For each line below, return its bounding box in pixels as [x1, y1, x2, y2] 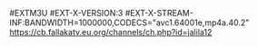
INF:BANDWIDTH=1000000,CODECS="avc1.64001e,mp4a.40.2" [9, 17, 250, 28]
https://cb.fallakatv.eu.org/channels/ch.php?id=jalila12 [9, 27, 213, 37]
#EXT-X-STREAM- [124, 8, 193, 18]
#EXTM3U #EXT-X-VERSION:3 [9, 8, 124, 18]
